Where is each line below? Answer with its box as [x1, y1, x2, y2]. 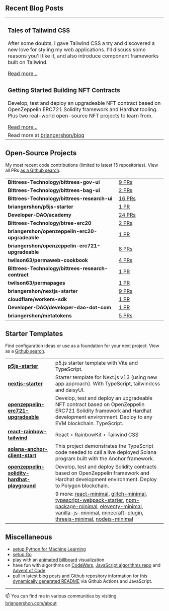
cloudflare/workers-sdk [8, 296, 67, 303]
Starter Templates [5, 329, 63, 338]
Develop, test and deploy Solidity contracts [55, 463, 157, 470]
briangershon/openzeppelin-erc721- [8, 242, 101, 249]
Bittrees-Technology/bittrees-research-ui [8, 195, 113, 202]
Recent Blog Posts [5, 4, 64, 13]
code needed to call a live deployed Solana [55, 449, 157, 456]
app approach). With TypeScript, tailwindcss [55, 380, 160, 387]
